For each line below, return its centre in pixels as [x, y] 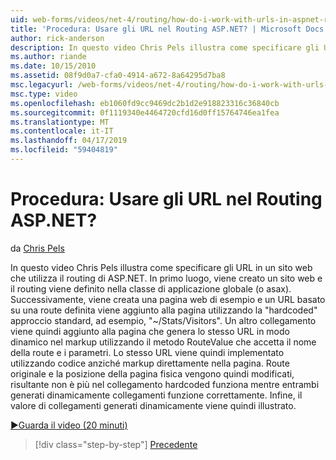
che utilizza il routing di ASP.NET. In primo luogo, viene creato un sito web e [166, 278]
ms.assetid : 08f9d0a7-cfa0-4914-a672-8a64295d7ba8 [118, 76]
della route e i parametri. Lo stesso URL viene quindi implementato [147, 352]
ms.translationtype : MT [60, 122]
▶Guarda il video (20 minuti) [69, 425]
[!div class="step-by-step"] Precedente [116, 444]
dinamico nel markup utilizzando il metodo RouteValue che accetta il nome [163, 342]
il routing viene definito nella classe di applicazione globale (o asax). [151, 288]
